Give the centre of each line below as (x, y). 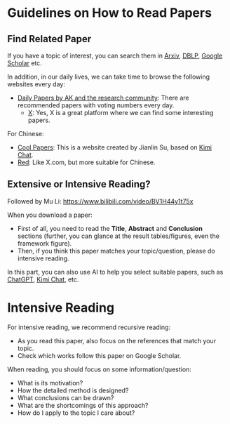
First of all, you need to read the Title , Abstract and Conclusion (110, 228)
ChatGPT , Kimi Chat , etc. (43, 279)
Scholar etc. (25, 63)
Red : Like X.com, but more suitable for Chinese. (86, 162)
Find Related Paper (49, 39)
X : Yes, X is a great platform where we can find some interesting (121, 113)
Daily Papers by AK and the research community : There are (103, 98)
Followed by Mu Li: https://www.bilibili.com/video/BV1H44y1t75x (100, 201)
